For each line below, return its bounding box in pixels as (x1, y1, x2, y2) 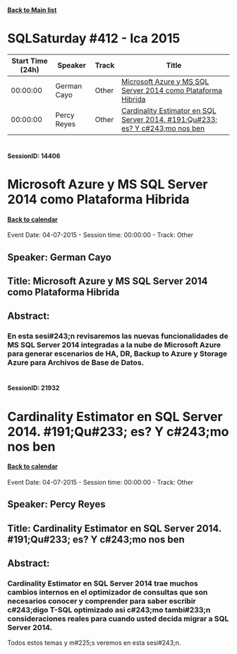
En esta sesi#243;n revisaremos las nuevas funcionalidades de (7, 332, 229, 341)
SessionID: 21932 (7, 384, 60, 392)
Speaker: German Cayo (7, 251, 111, 263)
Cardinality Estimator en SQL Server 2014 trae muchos (7, 579, 199, 588)
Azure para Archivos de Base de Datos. (7, 358, 145, 368)
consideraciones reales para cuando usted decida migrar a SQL (7, 614, 229, 624)
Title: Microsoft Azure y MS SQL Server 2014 (7, 275, 208, 287)
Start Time (11, 56, 48, 66)
